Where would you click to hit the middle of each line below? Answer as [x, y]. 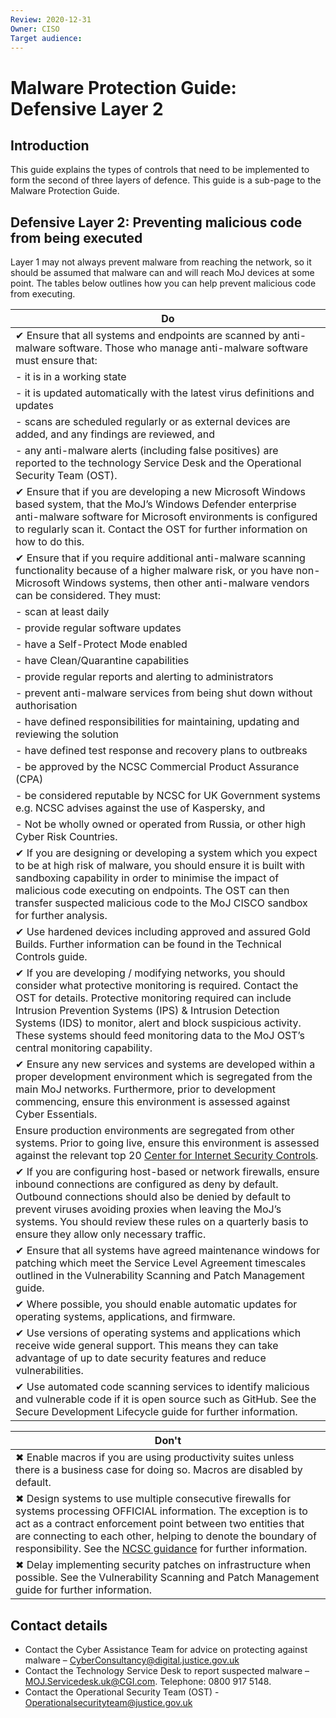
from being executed [76, 237]
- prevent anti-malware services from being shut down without [164, 693]
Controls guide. [51, 957]
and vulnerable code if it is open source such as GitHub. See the [166, 1399]
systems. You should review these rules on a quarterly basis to [162, 1222]
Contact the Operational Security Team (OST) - [122, 1692]
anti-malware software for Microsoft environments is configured [166, 517]
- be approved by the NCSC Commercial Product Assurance [157, 767]
